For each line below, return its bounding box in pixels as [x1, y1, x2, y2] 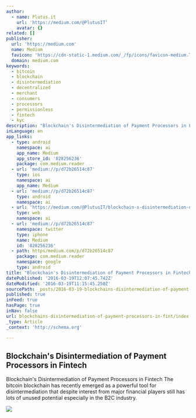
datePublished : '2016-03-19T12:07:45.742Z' [6, 275, 114, 281]
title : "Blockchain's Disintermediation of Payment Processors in [6, 270, 171, 276]
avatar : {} [16, 25, 43, 31]
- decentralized [11, 85, 51, 91]
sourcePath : [6, 286, 35, 292]
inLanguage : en [6, 128, 43, 135]
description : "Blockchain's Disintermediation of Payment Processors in [6, 123, 187, 129]
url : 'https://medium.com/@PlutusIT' [16, 19, 108, 25]
